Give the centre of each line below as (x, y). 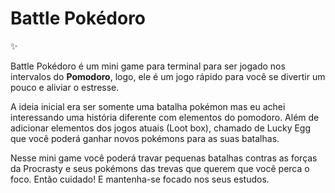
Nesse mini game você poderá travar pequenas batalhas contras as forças (164, 158)
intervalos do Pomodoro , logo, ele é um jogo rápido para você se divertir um (168, 76)
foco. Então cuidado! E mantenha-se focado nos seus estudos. (140, 179)
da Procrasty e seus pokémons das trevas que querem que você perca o (160, 168)
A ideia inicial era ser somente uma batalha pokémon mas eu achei (148, 106)
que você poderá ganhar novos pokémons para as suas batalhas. (145, 138)
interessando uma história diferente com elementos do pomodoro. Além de (165, 117)
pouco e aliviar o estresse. (65, 87)
